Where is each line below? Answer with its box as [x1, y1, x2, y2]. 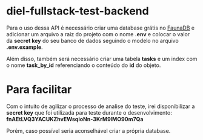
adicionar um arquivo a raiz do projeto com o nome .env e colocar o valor [6, 30, 190, 37]
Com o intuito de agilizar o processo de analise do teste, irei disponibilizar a [6, 103, 195, 110]
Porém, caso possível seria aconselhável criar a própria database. [6, 127, 171, 134]
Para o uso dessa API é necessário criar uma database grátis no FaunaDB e [6, 24, 195, 31]
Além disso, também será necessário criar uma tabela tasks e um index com [6, 55, 198, 62]
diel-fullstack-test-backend [6, 4, 150, 18]
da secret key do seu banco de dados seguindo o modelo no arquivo [6, 37, 179, 44]
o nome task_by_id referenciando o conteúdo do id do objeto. [6, 62, 161, 69]
